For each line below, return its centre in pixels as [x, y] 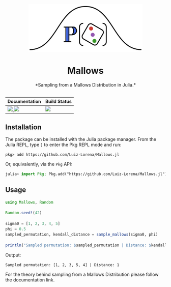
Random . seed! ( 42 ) [24, 213]
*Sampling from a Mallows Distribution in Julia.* [85, 84]
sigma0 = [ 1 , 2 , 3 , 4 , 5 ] [33, 224]
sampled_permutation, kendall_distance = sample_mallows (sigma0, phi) [82, 234]
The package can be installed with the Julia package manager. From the [81, 139]
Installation [23, 127]
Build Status [59, 102]
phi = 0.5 [16, 229]
